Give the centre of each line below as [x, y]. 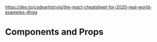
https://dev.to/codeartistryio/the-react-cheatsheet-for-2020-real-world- [78, 7]
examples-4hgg [21, 12]
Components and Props [54, 32]
